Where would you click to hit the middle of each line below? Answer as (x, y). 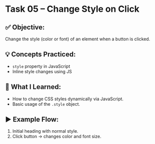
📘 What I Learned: (33, 87)
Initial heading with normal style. (45, 131)
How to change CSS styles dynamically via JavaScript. (68, 99)
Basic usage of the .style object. (46, 104)
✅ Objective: (25, 27)
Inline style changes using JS (42, 71)
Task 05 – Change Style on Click (72, 9)
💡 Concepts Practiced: (40, 54)
